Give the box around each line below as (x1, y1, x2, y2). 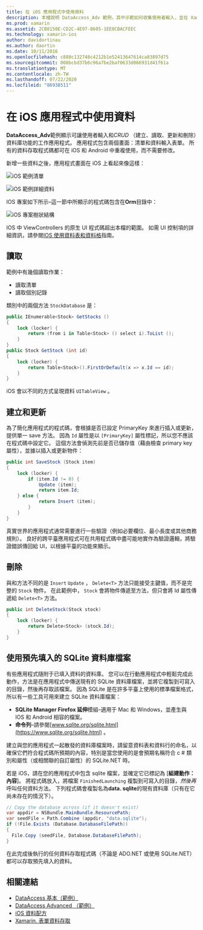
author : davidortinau (6, 37, 61, 43)
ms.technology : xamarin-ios (6, 32, 77, 38)
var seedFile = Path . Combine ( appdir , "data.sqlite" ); (6, 815, 147, 822)
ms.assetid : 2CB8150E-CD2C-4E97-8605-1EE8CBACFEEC (6, 25, 137, 32)
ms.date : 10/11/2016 (6, 49, 59, 55)
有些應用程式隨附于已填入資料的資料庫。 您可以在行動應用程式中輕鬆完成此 (6, 670, 193, 677)
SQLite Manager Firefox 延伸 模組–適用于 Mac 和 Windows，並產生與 (14, 706, 187, 713)
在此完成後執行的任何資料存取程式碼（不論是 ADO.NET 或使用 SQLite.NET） (6, 850, 195, 857)
